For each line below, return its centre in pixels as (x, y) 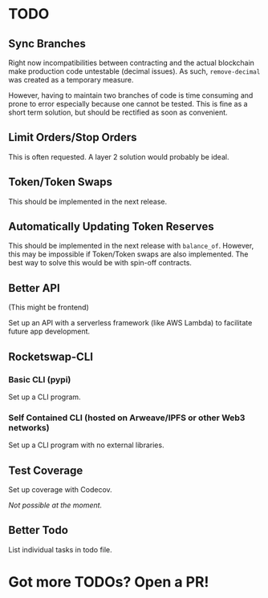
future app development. (49, 331)
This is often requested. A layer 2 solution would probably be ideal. (119, 156)
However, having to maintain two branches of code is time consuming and (131, 95)
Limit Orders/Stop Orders (73, 137)
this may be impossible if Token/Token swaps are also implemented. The (128, 254)
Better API (34, 288)
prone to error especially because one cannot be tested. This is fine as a (128, 104)
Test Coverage (46, 470)
